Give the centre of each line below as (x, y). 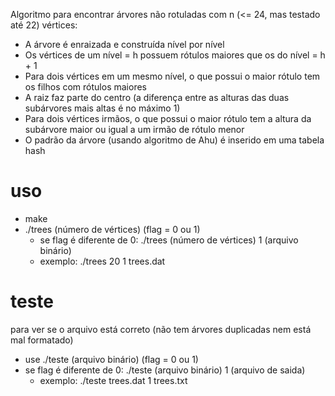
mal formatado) (42, 340)
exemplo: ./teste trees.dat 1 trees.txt (113, 380)
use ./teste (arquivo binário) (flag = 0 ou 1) (111, 359)
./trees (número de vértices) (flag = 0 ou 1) (112, 229)
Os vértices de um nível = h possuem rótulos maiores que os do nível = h (175, 55)
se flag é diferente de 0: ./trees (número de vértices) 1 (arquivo (169, 240)
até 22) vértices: (44, 25)
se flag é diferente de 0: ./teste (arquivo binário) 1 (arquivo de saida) (165, 370)
